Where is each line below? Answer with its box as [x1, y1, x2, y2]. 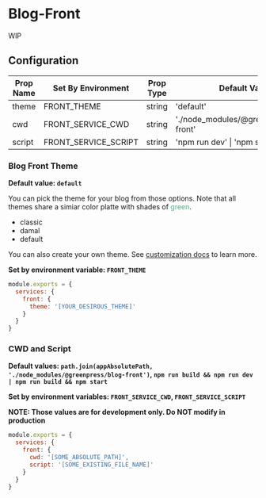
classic [19, 217, 44, 227]
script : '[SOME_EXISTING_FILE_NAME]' [28, 461, 154, 469]
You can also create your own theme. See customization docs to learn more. [8, 250, 257, 259]
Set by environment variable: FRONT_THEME [8, 265, 146, 274]
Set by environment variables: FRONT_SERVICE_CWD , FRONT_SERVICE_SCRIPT [8, 392, 246, 401]
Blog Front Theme [8, 160, 78, 171]
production [8, 416, 46, 425]
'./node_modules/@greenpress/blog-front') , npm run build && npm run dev [8, 370, 253, 379]
